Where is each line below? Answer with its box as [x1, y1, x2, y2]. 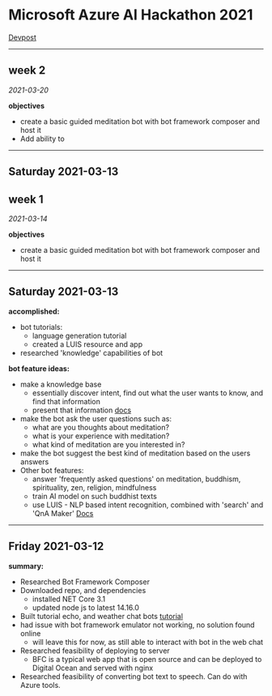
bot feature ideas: [8, 363, 70, 374]
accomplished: [8, 306, 60, 316]
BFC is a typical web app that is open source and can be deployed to [32, 654, 262, 664]
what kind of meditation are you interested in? [32, 439, 185, 449]
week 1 [8, 192, 44, 206]
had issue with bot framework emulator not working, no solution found [19, 620, 255, 630]
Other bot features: [19, 465, 84, 475]
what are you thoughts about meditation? [32, 422, 170, 432]
